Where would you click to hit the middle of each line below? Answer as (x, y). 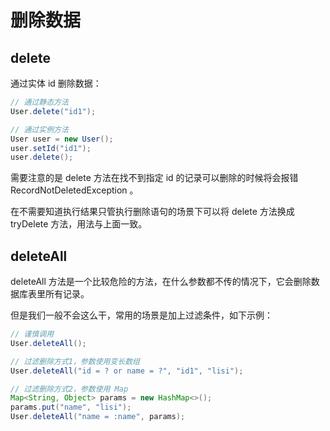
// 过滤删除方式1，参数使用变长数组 (75, 361)
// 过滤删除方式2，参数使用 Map (69, 389)
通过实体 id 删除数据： (56, 83)
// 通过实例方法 (39, 129)
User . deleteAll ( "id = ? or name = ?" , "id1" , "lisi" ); (127, 371)
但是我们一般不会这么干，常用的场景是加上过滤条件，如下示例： (141, 315)
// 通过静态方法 (39, 102)
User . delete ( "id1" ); (53, 111)
